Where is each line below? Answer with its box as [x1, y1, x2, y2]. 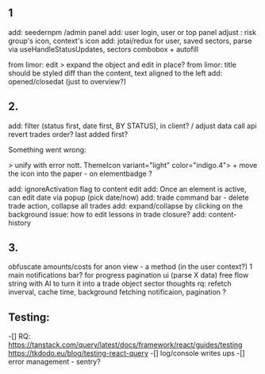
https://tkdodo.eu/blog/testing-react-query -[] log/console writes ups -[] [8, 349, 245, 358]
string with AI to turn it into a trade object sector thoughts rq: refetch [8, 279, 232, 289]
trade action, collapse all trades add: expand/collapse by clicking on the [8, 201, 244, 210]
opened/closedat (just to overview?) [8, 76, 127, 86]
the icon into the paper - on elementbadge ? [8, 169, 152, 178]
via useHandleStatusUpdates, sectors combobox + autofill [8, 44, 199, 54]
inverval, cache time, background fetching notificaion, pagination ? [8, 287, 226, 297]
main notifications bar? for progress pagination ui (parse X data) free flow [8, 271, 249, 280]
